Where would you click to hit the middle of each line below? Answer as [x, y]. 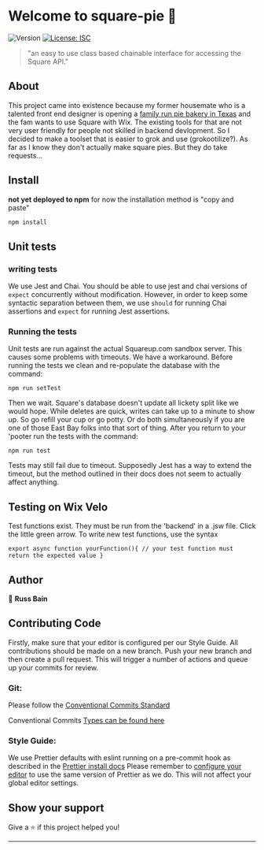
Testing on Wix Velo [58, 507]
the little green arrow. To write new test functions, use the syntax [113, 534]
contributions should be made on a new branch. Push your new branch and [130, 651]
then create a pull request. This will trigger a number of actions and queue [128, 659]
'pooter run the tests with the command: [73, 436]
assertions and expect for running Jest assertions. [89, 311]
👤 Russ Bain [28, 599]
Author [26, 579]
